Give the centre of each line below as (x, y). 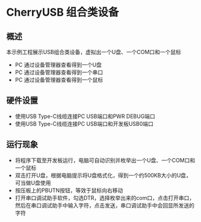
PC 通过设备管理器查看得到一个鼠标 (59, 80)
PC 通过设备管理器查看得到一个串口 (59, 72)
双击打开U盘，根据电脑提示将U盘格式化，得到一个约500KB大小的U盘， (103, 175)
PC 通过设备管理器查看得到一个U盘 (58, 65)
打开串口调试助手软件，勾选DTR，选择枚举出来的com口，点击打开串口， (105, 198)
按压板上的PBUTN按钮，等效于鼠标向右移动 (69, 190)
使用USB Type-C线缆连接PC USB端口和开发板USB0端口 (84, 123)
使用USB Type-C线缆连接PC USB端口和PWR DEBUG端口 (85, 116)
